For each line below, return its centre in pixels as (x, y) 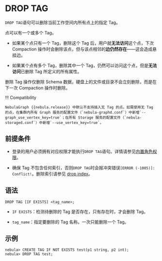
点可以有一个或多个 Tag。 (31, 32)
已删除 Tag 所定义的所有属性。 (51, 71)
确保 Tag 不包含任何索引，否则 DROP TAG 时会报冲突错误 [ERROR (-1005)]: (83, 168)
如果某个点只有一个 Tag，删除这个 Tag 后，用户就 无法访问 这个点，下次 (83, 43)
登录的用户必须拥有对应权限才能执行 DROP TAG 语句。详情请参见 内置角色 (82, 151)
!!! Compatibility (21, 97)
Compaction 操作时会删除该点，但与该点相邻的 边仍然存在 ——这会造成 (82, 49)
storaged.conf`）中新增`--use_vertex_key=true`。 (54, 123)
